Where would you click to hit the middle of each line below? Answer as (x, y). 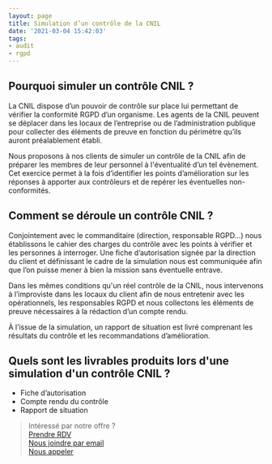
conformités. (30, 190)
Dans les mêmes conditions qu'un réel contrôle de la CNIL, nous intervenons (136, 285)
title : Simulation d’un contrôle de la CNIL (85, 23)
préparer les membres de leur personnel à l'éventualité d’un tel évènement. (134, 164)
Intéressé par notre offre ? (72, 426)
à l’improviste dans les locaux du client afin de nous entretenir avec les (127, 294)
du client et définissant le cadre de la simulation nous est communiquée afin (135, 261)
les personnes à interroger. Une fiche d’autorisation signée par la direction (132, 253)
